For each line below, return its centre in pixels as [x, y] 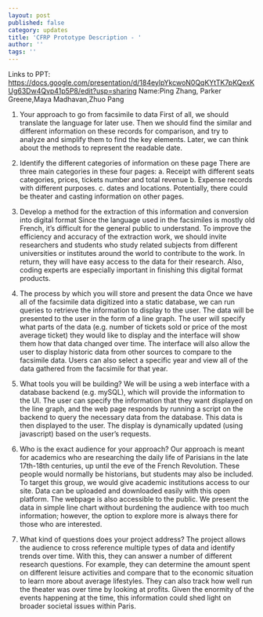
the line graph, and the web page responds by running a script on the [131, 409]
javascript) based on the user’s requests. [85, 434]
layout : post [29, 15]
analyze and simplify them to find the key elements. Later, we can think [134, 139]
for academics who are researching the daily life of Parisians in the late [134, 457]
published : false [36, 23]
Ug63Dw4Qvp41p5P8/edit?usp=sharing [72, 91]
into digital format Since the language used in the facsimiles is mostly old [137, 220]
